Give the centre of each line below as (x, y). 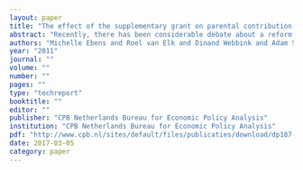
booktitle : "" (36, 101)
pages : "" (28, 85)
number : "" (30, 76)
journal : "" (32, 59)
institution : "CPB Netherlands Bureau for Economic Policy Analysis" (143, 127)
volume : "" (30, 68)
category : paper (40, 151)
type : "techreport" (46, 93)
